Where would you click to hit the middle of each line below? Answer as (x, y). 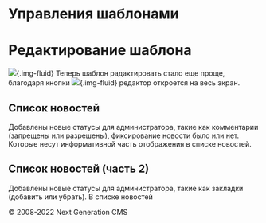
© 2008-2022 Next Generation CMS (68, 212)
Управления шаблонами (94, 14)
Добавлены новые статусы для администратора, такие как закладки (126, 188)
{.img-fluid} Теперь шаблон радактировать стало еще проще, (121, 73)
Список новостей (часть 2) (79, 169)
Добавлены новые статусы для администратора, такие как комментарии (133, 127)
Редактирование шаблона (100, 51)
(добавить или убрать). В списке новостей (80, 197)
